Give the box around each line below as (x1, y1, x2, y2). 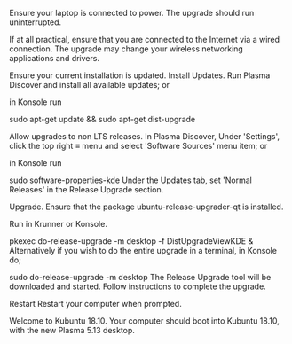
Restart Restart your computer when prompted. (9, 299, 182, 309)
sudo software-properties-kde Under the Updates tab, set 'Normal (9, 175, 253, 185)
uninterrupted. (9, 17, 62, 27)
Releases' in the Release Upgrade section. (9, 184, 164, 194)
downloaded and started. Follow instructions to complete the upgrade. (9, 281, 266, 292)
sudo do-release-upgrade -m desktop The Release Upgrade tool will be (9, 272, 272, 282)
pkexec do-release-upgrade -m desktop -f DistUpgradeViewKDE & (9, 236, 254, 246)
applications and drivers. (9, 53, 100, 63)
